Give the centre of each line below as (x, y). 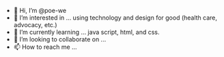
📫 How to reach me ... (45, 47)
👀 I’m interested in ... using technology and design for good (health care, (115, 18)
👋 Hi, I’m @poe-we (40, 11)
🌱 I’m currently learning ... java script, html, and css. (86, 32)
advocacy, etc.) (35, 25)
